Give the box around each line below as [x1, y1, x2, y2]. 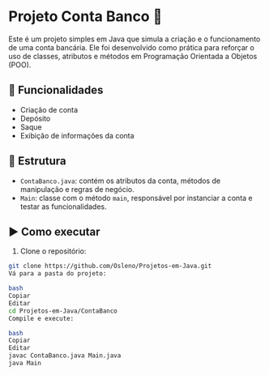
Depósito [19, 113, 51, 123]
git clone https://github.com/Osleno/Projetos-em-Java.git [8, 262, 212, 271]
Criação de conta [19, 104, 79, 114]
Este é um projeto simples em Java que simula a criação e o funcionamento [8, 34, 261, 44]
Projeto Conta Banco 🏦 [8, 7, 163, 26]
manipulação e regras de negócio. [19, 184, 135, 194]
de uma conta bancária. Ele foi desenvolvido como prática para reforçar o [8, 42, 255, 52]
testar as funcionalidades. [19, 202, 107, 211]
